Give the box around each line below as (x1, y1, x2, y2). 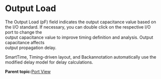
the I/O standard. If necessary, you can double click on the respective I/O (5, 24, 151, 30)
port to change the (5, 29, 42, 35)
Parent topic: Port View (5, 68, 51, 74)
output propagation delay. (5, 45, 57, 50)
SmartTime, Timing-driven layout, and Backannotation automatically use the (5, 54, 156, 60)
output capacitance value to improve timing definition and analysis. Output (5, 34, 153, 40)
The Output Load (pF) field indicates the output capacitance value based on (5, 19, 156, 25)
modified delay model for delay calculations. (5, 59, 93, 65)
